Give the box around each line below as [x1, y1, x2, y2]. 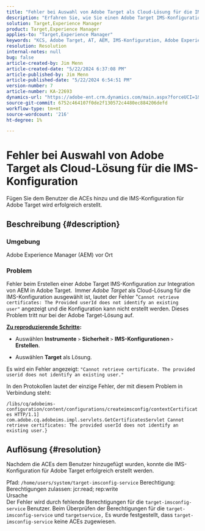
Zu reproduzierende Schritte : [6, 323, 82, 331]
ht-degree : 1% [6, 117, 43, 123]
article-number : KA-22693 [6, 89, 72, 95]
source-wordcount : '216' [6, 111, 70, 117]
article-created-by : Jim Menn [6, 60, 84, 66]
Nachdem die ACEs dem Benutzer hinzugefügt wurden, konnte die [6, 460, 174, 467]
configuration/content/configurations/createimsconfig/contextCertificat [6, 406, 198, 412]
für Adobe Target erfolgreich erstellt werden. [41, 467, 154, 474]
